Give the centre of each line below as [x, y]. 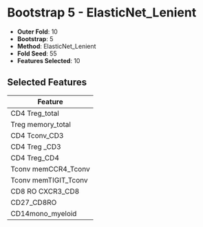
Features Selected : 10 [49, 60]
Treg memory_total [41, 124]
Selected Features [47, 83]
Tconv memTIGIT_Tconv [49, 180]
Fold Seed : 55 [37, 53]
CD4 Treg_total [35, 113]
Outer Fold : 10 [38, 32]
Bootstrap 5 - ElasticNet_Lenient [102, 13]
